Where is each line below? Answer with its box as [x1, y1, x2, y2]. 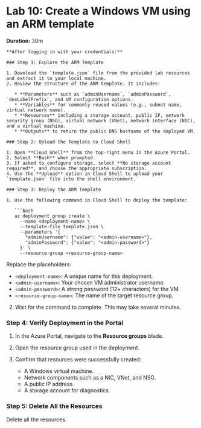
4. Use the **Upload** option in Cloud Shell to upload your [6, 171, 164, 177]
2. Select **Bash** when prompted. [6, 154, 96, 161]
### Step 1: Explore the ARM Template [6, 59, 104, 65]
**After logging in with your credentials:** [6, 48, 123, 55]
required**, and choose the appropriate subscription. [6, 165, 147, 171]
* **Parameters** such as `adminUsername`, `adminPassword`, [14, 91, 171, 97]
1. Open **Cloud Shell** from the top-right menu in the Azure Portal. [6, 150, 190, 156]
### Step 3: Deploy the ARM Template [6, 186, 101, 193]
